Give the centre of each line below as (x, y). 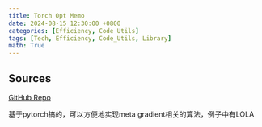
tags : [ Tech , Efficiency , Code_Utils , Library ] (90, 38)
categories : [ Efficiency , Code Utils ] (74, 31)
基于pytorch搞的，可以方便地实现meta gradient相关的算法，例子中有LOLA (131, 114)
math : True (27, 46)
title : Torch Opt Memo (46, 16)
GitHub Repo (30, 97)
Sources (30, 78)
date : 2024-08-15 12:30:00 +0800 (65, 23)
